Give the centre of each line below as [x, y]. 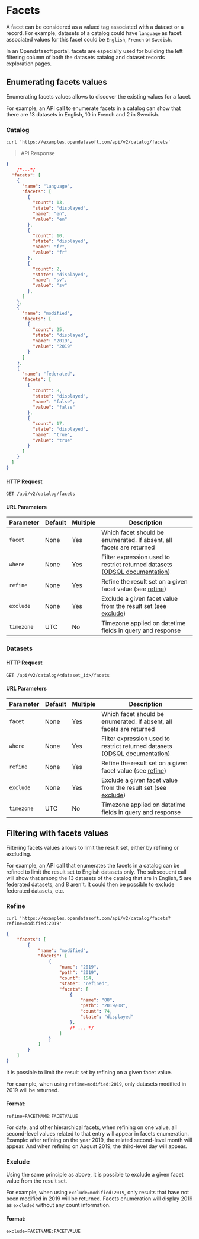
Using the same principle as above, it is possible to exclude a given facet [95, 1175]
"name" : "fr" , [50, 247]
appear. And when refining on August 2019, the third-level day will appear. [97, 1146]
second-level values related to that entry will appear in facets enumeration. [98, 1134]
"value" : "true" [52, 440]
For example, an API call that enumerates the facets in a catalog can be [93, 865]
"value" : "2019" [52, 346]
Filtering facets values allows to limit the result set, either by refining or [93, 847]
